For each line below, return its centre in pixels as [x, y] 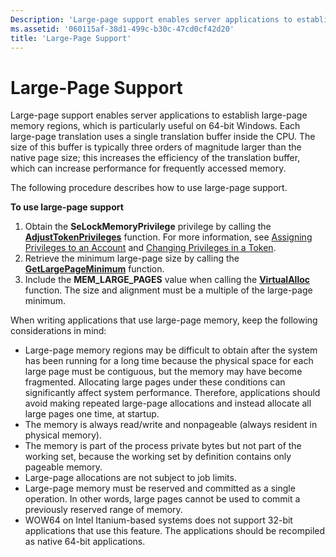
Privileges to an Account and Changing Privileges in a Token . [150, 248]
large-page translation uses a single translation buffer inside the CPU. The [163, 137]
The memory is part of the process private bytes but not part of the [163, 446]
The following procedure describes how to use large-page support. [149, 188]
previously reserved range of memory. [103, 510]
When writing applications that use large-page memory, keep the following [164, 320]
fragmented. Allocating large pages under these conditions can [155, 382]
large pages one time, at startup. [92, 414]
